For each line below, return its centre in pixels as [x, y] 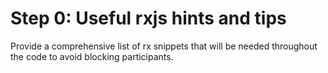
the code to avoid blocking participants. [92, 56]
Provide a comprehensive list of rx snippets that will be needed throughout [164, 46]
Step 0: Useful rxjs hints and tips [148, 18]
